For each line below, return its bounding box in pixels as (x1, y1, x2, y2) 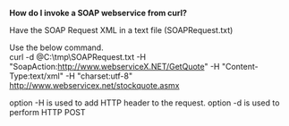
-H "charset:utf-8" (65, 71, 132, 81)
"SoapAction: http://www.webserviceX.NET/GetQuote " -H (9, 62, 221, 71)
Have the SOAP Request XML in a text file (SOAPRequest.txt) (9, 25, 234, 35)
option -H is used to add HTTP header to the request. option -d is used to (9, 97, 280, 108)
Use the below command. (9, 42, 105, 53)
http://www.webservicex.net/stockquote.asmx (9, 80, 180, 90)
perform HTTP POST (9, 107, 87, 117)
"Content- (221, 62, 259, 71)
